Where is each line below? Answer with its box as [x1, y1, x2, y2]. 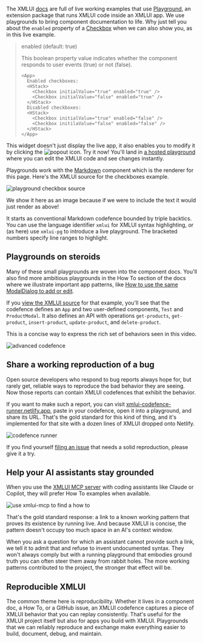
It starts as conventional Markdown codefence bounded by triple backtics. [6, 215, 192, 222]
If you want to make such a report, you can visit [6, 401, 125, 408]
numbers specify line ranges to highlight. [6, 234, 108, 241]
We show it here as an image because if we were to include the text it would [6, 197, 196, 204]
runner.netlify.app [6, 407, 50, 414]
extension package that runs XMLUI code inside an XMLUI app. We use [6, 12, 185, 19]
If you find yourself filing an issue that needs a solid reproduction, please [6, 443, 188, 450]
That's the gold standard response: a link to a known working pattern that [6, 514, 190, 521]
